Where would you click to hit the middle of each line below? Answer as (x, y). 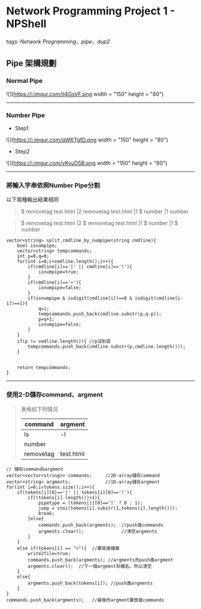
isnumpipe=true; (58, 272)
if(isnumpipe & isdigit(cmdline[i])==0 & (80, 298)
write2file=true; (49, 553)
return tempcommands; (44, 368)
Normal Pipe (25, 81)
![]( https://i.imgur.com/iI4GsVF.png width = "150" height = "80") (85, 94)
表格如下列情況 (39, 409)
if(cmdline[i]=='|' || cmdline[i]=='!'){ (80, 267)
